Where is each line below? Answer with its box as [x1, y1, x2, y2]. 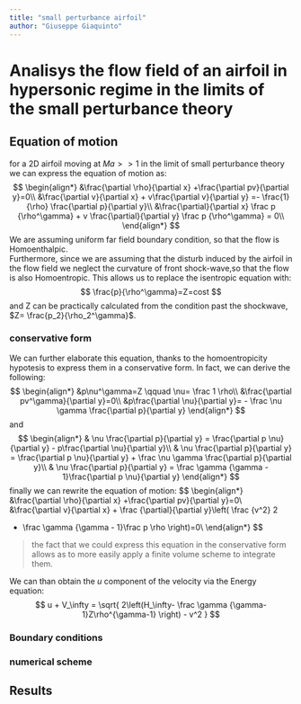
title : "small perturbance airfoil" [9, 13, 146, 22]
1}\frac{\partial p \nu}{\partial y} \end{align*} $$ [62, 471, 240, 482]
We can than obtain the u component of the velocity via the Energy [9, 575, 257, 586]
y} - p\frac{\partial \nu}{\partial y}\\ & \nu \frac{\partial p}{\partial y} [41, 442, 292, 453]
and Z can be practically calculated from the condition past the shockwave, [9, 300, 288, 311]
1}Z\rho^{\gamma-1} [82, 609, 157, 619]
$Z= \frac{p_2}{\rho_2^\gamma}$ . [9, 309, 137, 320]
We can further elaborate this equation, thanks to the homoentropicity [9, 352, 268, 363]
